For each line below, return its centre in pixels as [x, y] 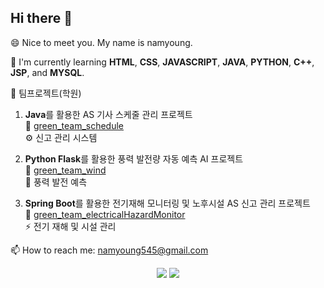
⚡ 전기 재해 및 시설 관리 [70, 226]
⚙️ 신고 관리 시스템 [61, 137]
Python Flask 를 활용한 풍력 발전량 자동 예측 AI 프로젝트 [134, 158]
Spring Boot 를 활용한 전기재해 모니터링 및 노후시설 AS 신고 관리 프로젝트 [167, 203]
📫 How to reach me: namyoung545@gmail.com [109, 250]
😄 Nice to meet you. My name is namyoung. [101, 42]
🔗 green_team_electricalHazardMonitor [105, 214]
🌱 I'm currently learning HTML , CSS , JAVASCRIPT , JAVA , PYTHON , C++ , [162, 62]
